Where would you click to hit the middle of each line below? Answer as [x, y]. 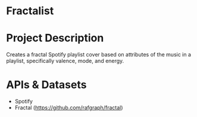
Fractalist [30, 11]
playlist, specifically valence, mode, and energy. [65, 61]
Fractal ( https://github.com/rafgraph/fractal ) [69, 107]
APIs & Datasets [46, 85]
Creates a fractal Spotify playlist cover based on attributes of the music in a [99, 55]
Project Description [55, 38]
